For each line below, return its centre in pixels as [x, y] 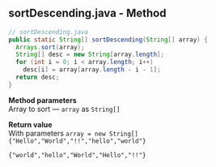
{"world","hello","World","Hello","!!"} [78, 155]
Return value [30, 124]
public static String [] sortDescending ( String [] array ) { [108, 40]
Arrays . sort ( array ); [50, 47]
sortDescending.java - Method [87, 13]
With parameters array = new [57, 133]
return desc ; [38, 77]
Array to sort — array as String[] [64, 109]
